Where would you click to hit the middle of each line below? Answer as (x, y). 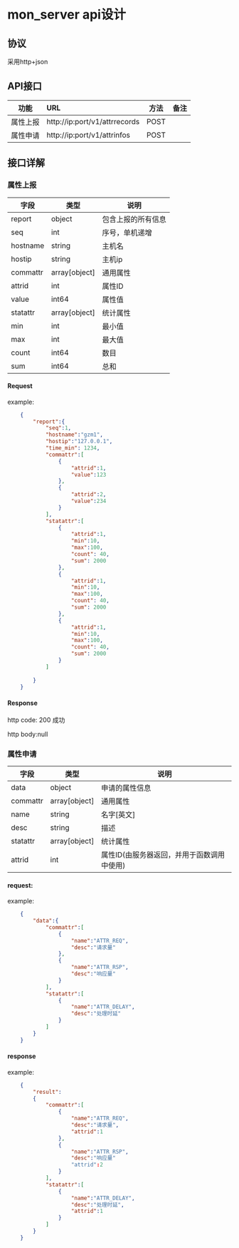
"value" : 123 (89, 475)
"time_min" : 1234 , (73, 448)
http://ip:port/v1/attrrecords (93, 121)
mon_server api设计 (67, 15)
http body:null (28, 734)
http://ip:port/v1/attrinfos (88, 135)
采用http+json (28, 62)
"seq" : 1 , (58, 428)
